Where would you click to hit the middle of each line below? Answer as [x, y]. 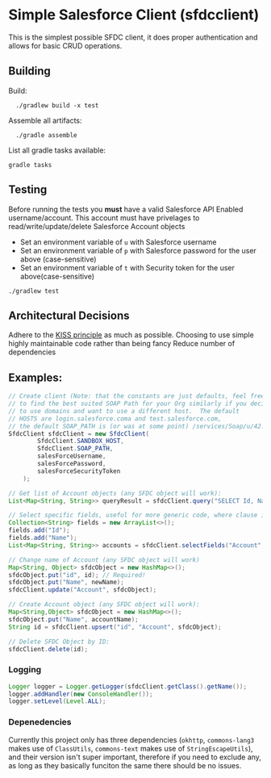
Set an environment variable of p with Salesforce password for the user [138, 250]
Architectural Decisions [69, 315]
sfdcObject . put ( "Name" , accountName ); [73, 619]
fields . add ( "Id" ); [39, 530]
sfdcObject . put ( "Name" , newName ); [67, 583]
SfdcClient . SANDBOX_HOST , [81, 441]
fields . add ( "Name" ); [43, 538]
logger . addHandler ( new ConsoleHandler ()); [81, 694]
